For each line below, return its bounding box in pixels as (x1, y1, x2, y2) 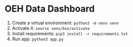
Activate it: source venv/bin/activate (12, 25, 90, 31)
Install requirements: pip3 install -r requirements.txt (12, 30, 128, 36)
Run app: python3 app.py (12, 36, 64, 42)
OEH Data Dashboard (5, 3, 95, 15)
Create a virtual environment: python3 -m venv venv (12, 20, 119, 26)
